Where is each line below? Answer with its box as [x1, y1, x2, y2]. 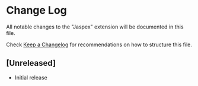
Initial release [14, 74, 47, 81]
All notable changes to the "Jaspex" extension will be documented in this [6, 23, 184, 30]
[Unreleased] [6, 58, 56, 68]
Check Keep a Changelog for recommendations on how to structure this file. [6, 41, 193, 48]
